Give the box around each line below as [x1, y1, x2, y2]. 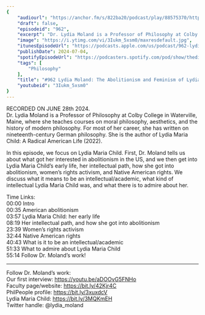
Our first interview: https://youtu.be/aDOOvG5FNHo [6, 275, 137, 283]
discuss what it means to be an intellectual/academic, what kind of [6, 175, 174, 182]
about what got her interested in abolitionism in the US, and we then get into [6, 155, 198, 163]
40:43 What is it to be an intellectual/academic [6, 238, 124, 246]
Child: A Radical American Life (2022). [6, 137, 103, 144]
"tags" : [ [17, 60, 43, 66]
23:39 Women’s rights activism [6, 225, 84, 233]
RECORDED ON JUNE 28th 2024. [6, 105, 90, 112]
